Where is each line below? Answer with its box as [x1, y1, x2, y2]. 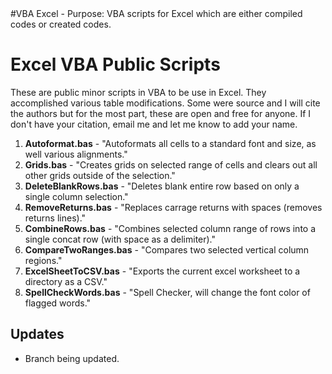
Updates [10, 326, 65, 343]
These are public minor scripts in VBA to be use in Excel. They [10, 86, 267, 98]
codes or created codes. [10, 18, 112, 30]
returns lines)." [24, 212, 87, 224]
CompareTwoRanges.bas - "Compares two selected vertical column [24, 243, 310, 256]
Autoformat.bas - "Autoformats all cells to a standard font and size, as [24, 137, 317, 149]
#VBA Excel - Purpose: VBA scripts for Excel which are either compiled [10, 8, 303, 19]
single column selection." [24, 190, 129, 202]
